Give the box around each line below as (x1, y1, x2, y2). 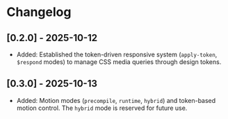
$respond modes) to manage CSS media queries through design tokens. (16, 58, 222, 66)
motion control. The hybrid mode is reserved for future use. (16, 104, 188, 112)
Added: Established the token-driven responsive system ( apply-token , (16, 50, 218, 58)
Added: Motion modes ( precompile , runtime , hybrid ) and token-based (16, 96, 216, 104)
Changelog (6, 4, 72, 20)
